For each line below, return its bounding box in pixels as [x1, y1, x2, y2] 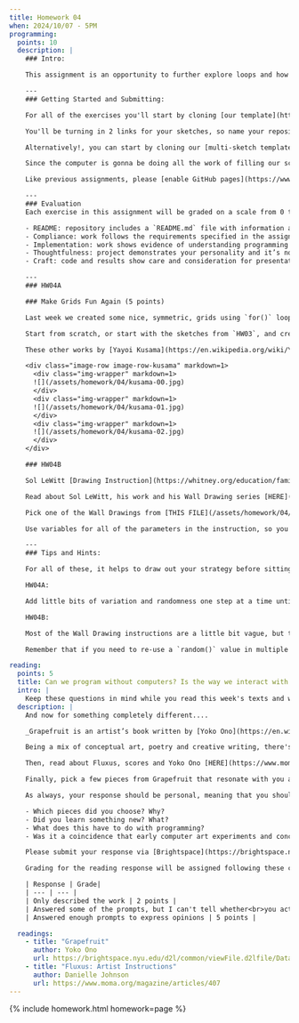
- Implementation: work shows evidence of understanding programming [25, 240, 289, 249]
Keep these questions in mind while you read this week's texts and [25, 694, 285, 703]
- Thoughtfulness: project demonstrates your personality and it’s [25, 248, 280, 258]
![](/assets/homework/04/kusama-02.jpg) [32, 428, 185, 437]
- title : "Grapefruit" [25, 938, 109, 946]
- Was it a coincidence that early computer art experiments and [25, 832, 273, 841]
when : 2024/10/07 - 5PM [9, 21, 98, 30]
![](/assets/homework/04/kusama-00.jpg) [32, 378, 185, 387]
